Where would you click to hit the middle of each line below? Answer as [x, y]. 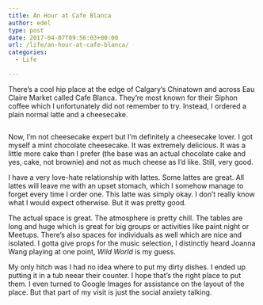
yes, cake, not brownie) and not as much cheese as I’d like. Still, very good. [131, 162]
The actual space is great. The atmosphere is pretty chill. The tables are [126, 218]
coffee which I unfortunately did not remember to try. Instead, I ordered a [128, 106]
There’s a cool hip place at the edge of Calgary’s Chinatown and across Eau [131, 89]
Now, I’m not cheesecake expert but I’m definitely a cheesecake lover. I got [131, 136]
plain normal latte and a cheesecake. [68, 114]
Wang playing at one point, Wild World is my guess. [92, 251]
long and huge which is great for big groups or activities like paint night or [129, 226]
